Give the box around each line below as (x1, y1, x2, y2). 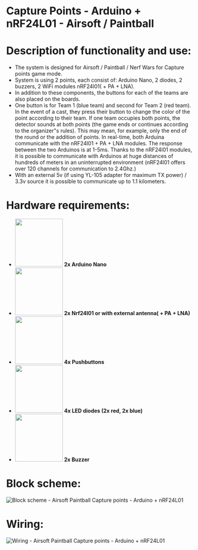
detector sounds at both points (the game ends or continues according (14, 121, 188, 128)
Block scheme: (6, 477, 81, 490)
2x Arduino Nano (64, 261, 107, 268)
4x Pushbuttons (64, 359, 105, 366)
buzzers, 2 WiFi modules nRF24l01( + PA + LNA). (14, 83, 135, 90)
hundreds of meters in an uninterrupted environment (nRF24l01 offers (14, 159, 186, 166)
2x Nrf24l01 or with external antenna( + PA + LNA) (64, 310, 190, 317)
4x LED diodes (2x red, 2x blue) (64, 407, 143, 415)
